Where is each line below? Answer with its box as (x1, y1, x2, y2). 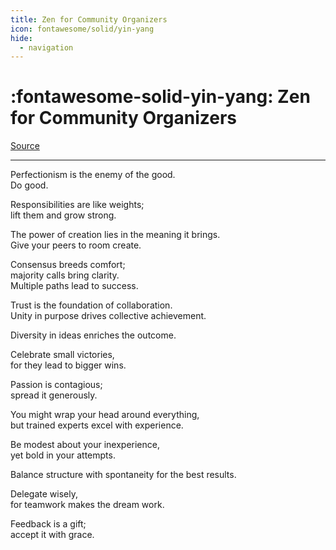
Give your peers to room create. (10, 239, 142, 251)
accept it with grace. (10, 529, 95, 541)
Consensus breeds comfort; (10, 259, 126, 271)
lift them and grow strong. (10, 209, 117, 221)
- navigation (19, 42, 74, 53)
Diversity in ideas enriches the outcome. (10, 329, 177, 341)
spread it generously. (10, 389, 98, 401)
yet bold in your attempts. (10, 449, 116, 461)
